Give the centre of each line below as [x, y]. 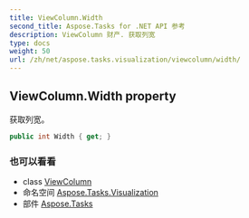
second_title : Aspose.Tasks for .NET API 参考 [97, 26]
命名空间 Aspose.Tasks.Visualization [90, 192]
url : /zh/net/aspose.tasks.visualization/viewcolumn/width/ [125, 60]
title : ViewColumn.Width [56, 18]
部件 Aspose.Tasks [57, 204]
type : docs [30, 43]
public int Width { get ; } [60, 137]
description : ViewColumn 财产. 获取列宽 [82, 34]
